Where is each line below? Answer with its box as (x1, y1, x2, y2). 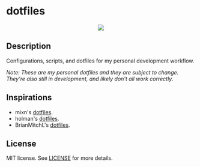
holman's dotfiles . (14, 115, 59, 122)
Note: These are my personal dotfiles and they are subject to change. (6, 68, 179, 76)
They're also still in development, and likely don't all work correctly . (6, 75, 174, 82)
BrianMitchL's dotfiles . (14, 121, 70, 129)
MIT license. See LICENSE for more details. (6, 154, 113, 162)
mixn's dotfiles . (14, 108, 53, 115)
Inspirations (6, 93, 52, 103)
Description (6, 41, 51, 52)
